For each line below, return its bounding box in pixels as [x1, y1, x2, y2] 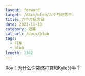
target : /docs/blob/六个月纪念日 [5, 12, 72, 17]
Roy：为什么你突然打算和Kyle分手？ [5, 65, 81, 71]
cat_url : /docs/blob [5, 31, 50, 36]
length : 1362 [5, 50, 33, 55]
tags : [5, 36, 17, 41]
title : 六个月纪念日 [5, 17, 45, 22]
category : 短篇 [5, 27, 36, 32]
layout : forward [5, 7, 40, 13]
